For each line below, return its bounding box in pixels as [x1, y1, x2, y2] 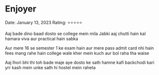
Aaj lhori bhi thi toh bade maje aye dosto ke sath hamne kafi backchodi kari [5, 59, 155, 65]
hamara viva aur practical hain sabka [5, 36, 78, 41]
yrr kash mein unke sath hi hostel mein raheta [5, 64, 96, 70]
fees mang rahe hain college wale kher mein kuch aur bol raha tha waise [5, 50, 149, 56]
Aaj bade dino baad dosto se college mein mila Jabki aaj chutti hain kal [5, 30, 146, 37]
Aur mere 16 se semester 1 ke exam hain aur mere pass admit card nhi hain [5, 45, 154, 51]
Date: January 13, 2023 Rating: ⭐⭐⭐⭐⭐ [5, 19, 83, 25]
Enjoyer [5, 3, 37, 14]
